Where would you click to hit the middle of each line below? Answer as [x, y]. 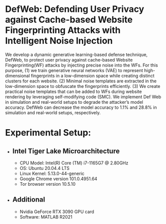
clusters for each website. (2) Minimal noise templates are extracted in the [81, 81]
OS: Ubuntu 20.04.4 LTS [45, 168]
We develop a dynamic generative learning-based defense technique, [76, 54]
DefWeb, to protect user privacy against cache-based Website [69, 60]
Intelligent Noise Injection [59, 41]
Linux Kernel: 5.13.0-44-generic [52, 173]
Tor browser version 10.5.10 [48, 184]
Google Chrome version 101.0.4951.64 [58, 179]
